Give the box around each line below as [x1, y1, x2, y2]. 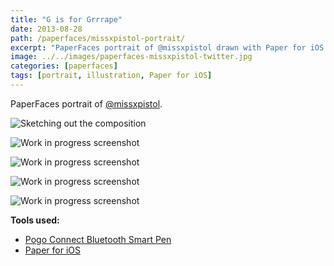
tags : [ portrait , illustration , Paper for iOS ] [10, 71, 213, 81]
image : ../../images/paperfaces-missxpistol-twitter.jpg [10, 52, 253, 62]
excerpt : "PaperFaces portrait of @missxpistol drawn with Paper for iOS [10, 42, 325, 53]
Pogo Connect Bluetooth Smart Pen [24, 233, 172, 245]
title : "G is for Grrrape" [10, 14, 123, 25]
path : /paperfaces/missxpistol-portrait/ [10, 33, 186, 43]
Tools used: [10, 214, 60, 226]
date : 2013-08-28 [10, 24, 83, 34]
